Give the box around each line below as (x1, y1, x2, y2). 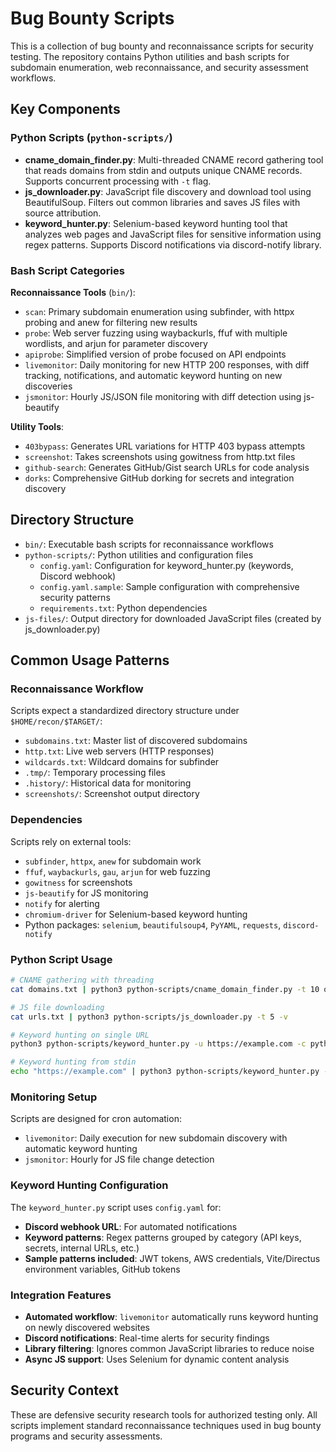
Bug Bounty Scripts (10, 7, 175, 30)
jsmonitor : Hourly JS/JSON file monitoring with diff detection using (24, 390, 302, 402)
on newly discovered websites (24, 1321, 150, 1333)
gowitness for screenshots (24, 876, 133, 888)
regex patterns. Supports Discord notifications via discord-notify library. (24, 238, 322, 251)
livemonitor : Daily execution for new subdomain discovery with (24, 1132, 288, 1144)
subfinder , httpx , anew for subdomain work (24, 855, 202, 867)
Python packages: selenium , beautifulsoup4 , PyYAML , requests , (24, 918, 282, 931)
